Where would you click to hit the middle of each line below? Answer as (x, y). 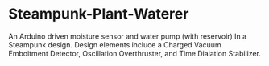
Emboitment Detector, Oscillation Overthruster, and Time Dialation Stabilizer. (135, 53)
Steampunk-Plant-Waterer (99, 14)
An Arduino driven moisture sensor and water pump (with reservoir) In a (128, 36)
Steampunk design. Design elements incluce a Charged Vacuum (115, 44)
